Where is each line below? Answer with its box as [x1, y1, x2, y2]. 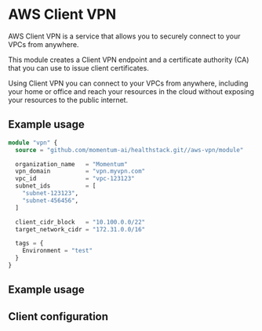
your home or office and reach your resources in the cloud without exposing [8, 86, 255, 96]
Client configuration [8, 310, 108, 323]
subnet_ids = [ [15, 182, 96, 190]
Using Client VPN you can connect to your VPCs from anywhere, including [8, 78, 249, 88]
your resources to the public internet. [8, 95, 128, 104]
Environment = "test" [22, 247, 93, 255]
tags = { [15, 239, 44, 248]
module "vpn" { [8, 139, 58, 147]
